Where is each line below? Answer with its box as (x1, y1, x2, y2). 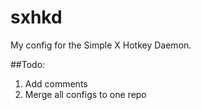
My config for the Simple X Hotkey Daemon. (10, 39, 192, 51)
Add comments (24, 77, 88, 90)
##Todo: (10, 58, 46, 70)
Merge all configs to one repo (24, 88, 147, 100)
